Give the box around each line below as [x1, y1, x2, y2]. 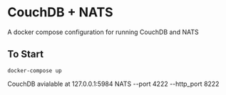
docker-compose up [7, 67, 62, 74]
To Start [7, 48, 44, 60]
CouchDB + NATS [7, 4, 113, 21]
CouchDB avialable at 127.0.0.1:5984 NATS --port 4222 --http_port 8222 [7, 79, 220, 88]
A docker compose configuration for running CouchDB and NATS [7, 28, 199, 36]
